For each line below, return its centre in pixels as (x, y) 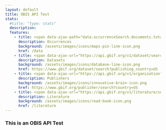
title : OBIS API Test (27, 14)
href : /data (30, 51)
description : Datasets (41, 60)
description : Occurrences (45, 42)
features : (20, 32)
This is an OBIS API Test (34, 123)
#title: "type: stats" (33, 23)
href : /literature (37, 106)
